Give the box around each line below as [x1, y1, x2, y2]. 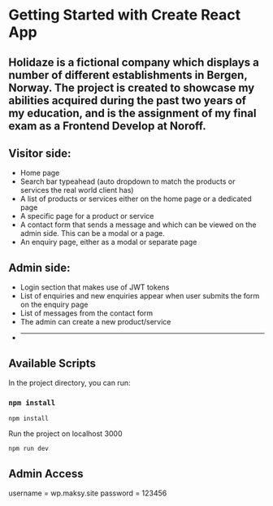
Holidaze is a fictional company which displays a [8, 55, 260, 69]
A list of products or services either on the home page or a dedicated [19, 194, 252, 204]
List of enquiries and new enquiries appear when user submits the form [19, 291, 260, 301]
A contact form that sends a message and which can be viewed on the [19, 220, 257, 229]
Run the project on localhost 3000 [8, 429, 123, 438]
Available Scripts [8, 356, 96, 370]
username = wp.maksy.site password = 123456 [8, 488, 167, 498]
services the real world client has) [19, 185, 134, 195]
